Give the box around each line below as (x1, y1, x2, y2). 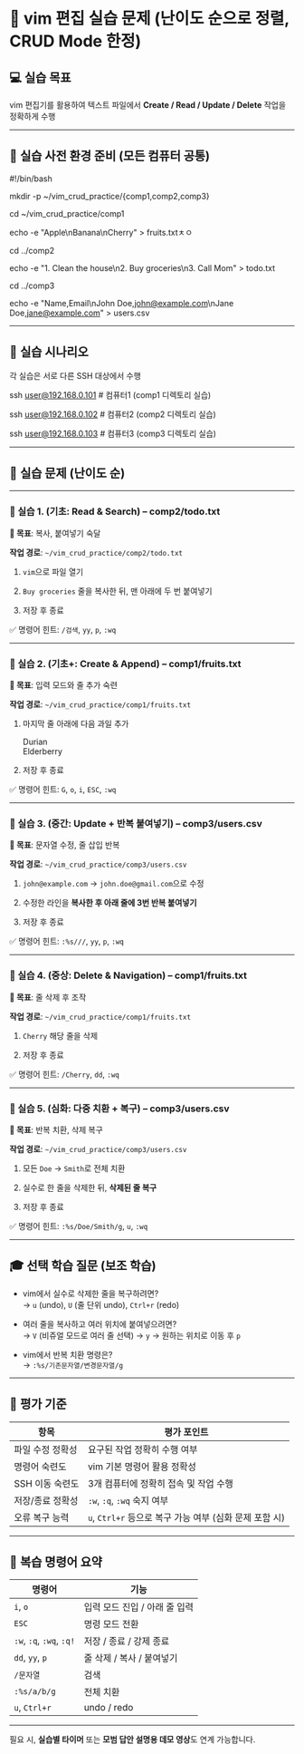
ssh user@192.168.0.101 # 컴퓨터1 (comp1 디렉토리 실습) (9, 389, 212, 400)
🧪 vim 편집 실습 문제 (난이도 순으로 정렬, (9, 8, 290, 29)
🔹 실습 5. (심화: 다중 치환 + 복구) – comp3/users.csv (9, 1102, 230, 1115)
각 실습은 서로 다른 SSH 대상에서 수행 (9, 370, 142, 381)
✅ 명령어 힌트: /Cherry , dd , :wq (9, 1069, 119, 1080)
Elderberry (22, 746, 63, 757)
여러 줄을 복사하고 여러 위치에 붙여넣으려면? (22, 1318, 177, 1329)
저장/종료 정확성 (14, 1494, 79, 1507)
